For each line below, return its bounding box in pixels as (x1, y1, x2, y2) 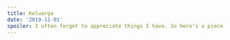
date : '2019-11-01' (7, 16, 63, 23)
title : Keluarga (7, 9, 54, 17)
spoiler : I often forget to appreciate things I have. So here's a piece (7, 22, 224, 29)
